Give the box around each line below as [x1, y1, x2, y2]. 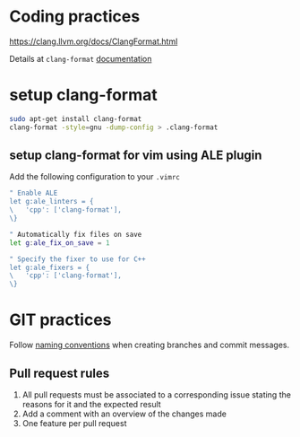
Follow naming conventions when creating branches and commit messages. [9, 339, 290, 351]
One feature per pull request [21, 417, 127, 428]
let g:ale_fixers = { [9, 263, 90, 272]
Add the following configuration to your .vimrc [9, 171, 181, 182]
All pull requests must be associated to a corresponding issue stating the [21, 389, 291, 400]
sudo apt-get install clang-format [9, 114, 142, 123]
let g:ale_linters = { [9, 197, 94, 206]
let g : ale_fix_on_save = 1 [9, 238, 110, 248]
